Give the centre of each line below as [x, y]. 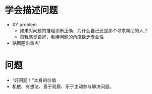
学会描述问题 [32, 10]
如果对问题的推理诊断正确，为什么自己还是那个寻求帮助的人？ [84, 30]
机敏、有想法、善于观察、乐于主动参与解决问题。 [63, 86]
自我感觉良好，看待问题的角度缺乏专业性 [62, 37]
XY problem [24, 24]
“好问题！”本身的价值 [34, 80]
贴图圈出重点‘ [26, 43]
